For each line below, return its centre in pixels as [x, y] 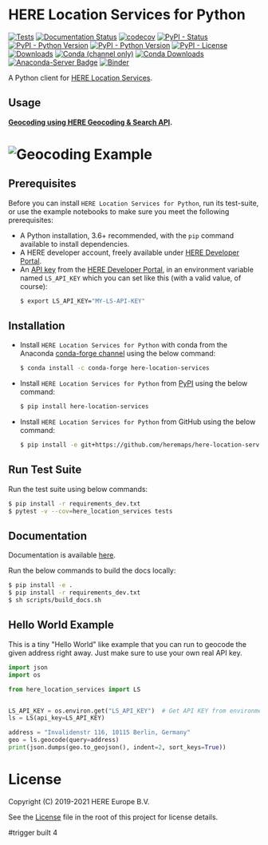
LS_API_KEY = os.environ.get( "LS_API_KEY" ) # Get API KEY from [117, 711]
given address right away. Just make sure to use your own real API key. [126, 653]
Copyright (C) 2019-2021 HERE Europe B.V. [79, 801]
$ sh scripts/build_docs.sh [55, 601]
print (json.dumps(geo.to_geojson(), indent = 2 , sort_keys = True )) [117, 748]
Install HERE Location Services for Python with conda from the [124, 345]
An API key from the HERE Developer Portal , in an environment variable [136, 269]
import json [28, 667]
